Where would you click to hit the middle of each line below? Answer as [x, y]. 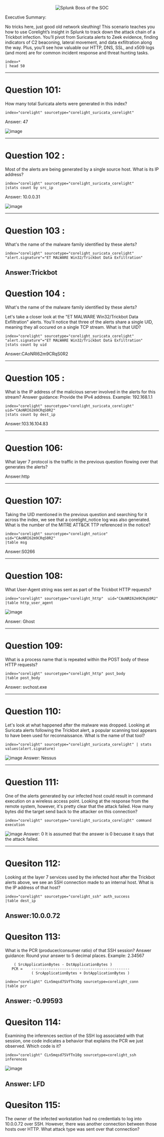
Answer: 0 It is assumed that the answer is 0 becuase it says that [89, 834]
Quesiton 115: [33, 1105]
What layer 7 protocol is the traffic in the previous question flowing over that [82, 462]
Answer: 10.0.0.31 [23, 197]
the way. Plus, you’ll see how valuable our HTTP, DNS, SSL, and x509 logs [80, 48]
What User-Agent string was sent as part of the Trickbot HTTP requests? [78, 589]
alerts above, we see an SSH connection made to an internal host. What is [79, 882]
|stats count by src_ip [29, 188]
